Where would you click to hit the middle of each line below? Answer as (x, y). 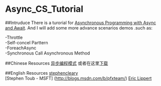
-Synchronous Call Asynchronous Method (48, 53)
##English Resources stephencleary (42, 73)
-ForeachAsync (21, 48)
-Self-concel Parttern (27, 42)
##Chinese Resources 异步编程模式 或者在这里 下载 (57, 63)
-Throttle (14, 37)
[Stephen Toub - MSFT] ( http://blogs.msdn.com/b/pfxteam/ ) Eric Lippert (79, 78)
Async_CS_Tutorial (44, 9)
